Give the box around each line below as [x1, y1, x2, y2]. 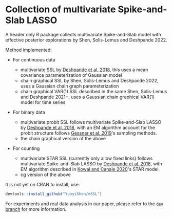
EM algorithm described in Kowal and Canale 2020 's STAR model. [20, 166, 160, 172]
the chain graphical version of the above [20, 135, 106, 141]
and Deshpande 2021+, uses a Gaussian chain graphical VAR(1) [20, 94, 155, 100]
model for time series [20, 99, 66, 105]
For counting [12, 145, 40, 151]
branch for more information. [5, 206, 67, 212]
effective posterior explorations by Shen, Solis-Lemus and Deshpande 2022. [5, 37, 167, 43]
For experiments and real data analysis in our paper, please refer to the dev [5, 201, 163, 207]
